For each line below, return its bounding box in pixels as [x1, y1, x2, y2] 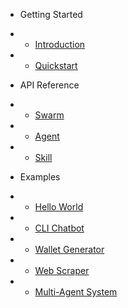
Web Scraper [34, 265, 90, 276]
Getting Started [19, 9, 83, 20]
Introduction [34, 39, 86, 50]
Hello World [34, 201, 84, 213]
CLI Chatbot [34, 222, 85, 234]
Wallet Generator [34, 244, 105, 255]
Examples [19, 171, 61, 183]
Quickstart [34, 60, 78, 71]
